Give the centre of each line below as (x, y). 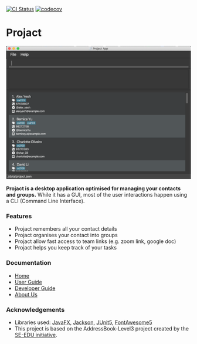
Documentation (29, 263)
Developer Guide (35, 288)
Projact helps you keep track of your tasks (66, 248)
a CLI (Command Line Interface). (45, 201)
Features (19, 216)
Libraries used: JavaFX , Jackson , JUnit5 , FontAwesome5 (83, 322)
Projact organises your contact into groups (66, 235)
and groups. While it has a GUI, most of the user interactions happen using (97, 195)
